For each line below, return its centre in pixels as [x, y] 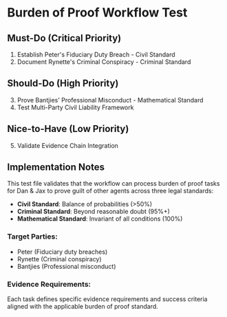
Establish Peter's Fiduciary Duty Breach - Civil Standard [96, 54]
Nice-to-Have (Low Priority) [68, 129]
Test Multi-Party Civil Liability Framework [75, 107]
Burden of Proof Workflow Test [97, 13]
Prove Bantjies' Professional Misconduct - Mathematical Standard [110, 100]
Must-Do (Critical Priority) [64, 38]
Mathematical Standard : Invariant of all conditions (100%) [100, 219]
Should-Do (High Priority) [63, 84]
